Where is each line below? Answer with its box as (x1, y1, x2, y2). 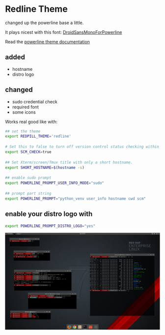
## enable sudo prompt (5, 176, 52, 181)
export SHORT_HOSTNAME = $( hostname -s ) (5, 165, 84, 170)
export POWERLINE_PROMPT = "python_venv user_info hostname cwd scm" (5, 196, 146, 201)
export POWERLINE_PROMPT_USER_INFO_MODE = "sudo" (5, 181, 105, 185)
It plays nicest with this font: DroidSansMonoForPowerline (5, 29, 122, 35)
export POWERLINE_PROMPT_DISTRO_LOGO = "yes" (5, 223, 96, 228)
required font (12, 104, 39, 110)
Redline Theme (5, 3, 68, 15)
